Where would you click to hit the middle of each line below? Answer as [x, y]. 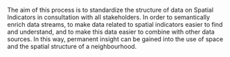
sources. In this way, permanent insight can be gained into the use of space [115, 39]
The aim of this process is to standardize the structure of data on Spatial [110, 10]
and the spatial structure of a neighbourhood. [72, 46]
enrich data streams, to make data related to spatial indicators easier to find [115, 24]
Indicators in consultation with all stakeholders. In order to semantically [108, 17]
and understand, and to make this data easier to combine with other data [111, 32]
